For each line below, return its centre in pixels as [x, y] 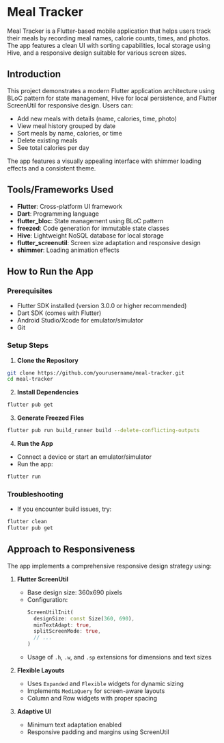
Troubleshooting [35, 494]
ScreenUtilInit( [50, 612]
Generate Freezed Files [50, 418]
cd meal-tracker [30, 379]
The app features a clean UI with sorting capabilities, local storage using [109, 45]
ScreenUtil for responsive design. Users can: [70, 105]
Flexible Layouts [41, 670]
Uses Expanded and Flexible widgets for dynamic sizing [106, 684]
